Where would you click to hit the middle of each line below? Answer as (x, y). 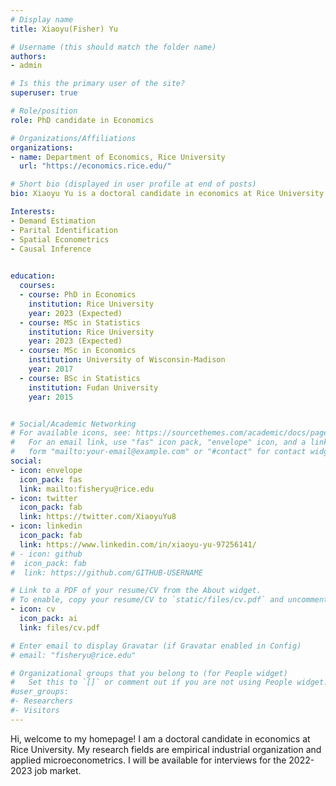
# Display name (42, 19)
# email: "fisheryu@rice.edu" (73, 655)
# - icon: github (46, 554)
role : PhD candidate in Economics (82, 120)
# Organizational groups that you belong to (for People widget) (149, 673)
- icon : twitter (44, 498)
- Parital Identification (64, 230)
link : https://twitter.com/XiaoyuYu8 (98, 517)
